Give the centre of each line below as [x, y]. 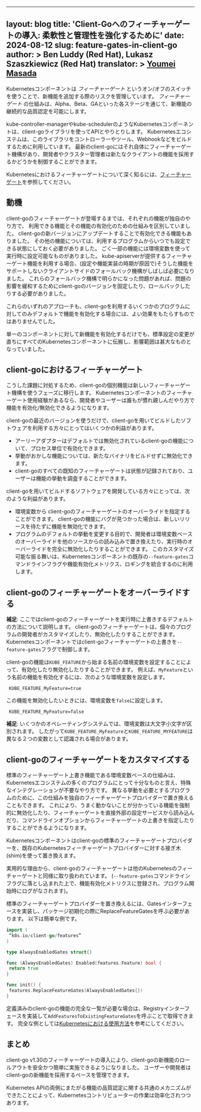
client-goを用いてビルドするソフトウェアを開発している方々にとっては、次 [98, 491]
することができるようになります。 [48, 828]
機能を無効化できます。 [80, 527]
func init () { [24, 985]
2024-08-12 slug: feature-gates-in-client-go [92, 45]
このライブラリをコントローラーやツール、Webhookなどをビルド [112, 139]
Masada [22, 74]
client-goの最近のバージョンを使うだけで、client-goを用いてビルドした [94, 421]
